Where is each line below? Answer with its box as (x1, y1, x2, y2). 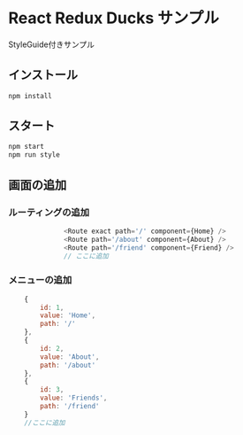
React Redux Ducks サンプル (8, 8, 220, 28)
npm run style (8, 151, 61, 159)
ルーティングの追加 (8, 206, 90, 218)
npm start (8, 143, 45, 151)
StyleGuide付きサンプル (8, 39, 95, 50)
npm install (8, 91, 52, 100)
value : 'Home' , (40, 311, 96, 320)
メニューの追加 (8, 274, 72, 286)
